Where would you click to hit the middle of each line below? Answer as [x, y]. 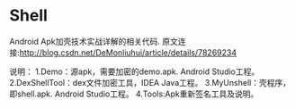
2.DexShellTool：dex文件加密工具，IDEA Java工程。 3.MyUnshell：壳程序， [150, 82]
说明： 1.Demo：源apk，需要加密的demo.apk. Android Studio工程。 [134, 71]
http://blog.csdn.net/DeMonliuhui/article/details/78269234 [128, 52]
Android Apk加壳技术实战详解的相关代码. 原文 [94, 41]
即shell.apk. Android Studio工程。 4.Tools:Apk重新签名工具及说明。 [134, 94]
